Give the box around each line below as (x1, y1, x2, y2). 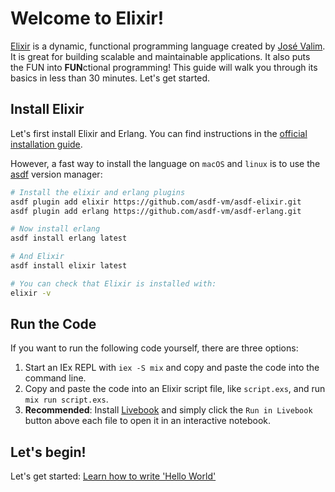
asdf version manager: (10, 168, 103, 180)
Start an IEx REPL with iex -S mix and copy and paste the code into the (24, 362, 320, 374)
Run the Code (10, 316, 97, 333)
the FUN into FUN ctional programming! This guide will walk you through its (10, 61, 318, 73)
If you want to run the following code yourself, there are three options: (10, 342, 299, 354)
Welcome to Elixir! (10, 7, 165, 30)
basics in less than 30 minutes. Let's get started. (10, 72, 211, 84)
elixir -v (10, 288, 52, 298)
